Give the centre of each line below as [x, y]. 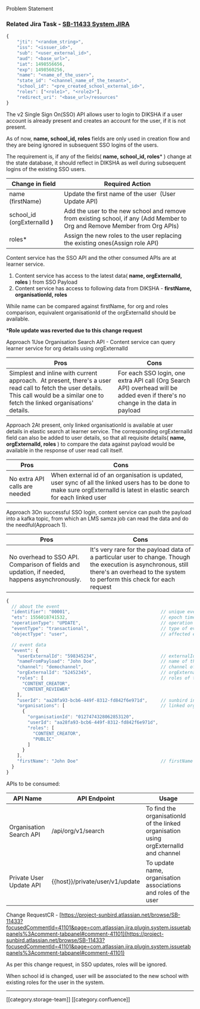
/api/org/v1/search [78, 831]
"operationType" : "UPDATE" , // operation [102, 623]
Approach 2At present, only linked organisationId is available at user [90, 425]
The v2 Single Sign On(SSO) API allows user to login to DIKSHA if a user [94, 114]
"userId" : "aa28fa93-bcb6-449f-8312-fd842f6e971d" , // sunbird [102, 700]
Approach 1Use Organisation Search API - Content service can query [91, 341]
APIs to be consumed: [33, 784]
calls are [21, 486]
